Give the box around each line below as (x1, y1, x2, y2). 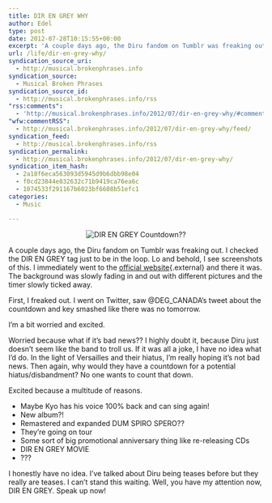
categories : (8, 192, 49, 201)
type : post (8, 27, 45, 35)
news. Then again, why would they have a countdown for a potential (8, 361, 236, 371)
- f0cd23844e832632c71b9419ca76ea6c (15, 177, 139, 186)
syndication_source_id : (8, 87, 89, 96)
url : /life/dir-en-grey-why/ (8, 49, 107, 58)
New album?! (19, 410, 65, 420)
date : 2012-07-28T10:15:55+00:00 (8, 34, 121, 43)
